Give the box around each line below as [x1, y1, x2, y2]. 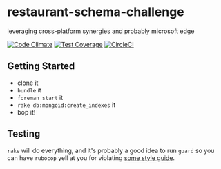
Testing [7, 128, 41, 140]
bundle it [17, 86, 41, 94]
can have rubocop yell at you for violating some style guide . [7, 153, 175, 162]
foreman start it [17, 93, 64, 101]
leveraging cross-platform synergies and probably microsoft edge [7, 27, 195, 35]
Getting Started [7, 60, 75, 72]
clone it [17, 79, 39, 87]
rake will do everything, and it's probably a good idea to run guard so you [7, 146, 215, 155]
